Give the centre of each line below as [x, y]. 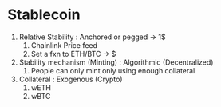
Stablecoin [44, 15]
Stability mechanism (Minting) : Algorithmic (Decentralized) [116, 62]
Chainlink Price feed [64, 45]
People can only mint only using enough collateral [113, 70]
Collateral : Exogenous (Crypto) [71, 79]
